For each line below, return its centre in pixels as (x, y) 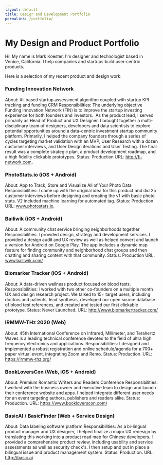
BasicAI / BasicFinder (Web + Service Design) (60, 416)
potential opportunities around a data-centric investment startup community (81, 131)
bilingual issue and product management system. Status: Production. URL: (80, 452)
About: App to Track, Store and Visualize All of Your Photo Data (68, 185)
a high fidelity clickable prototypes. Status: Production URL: (65, 156)
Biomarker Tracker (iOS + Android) (47, 273)
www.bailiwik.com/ (24, 261)
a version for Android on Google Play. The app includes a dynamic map (76, 245)
